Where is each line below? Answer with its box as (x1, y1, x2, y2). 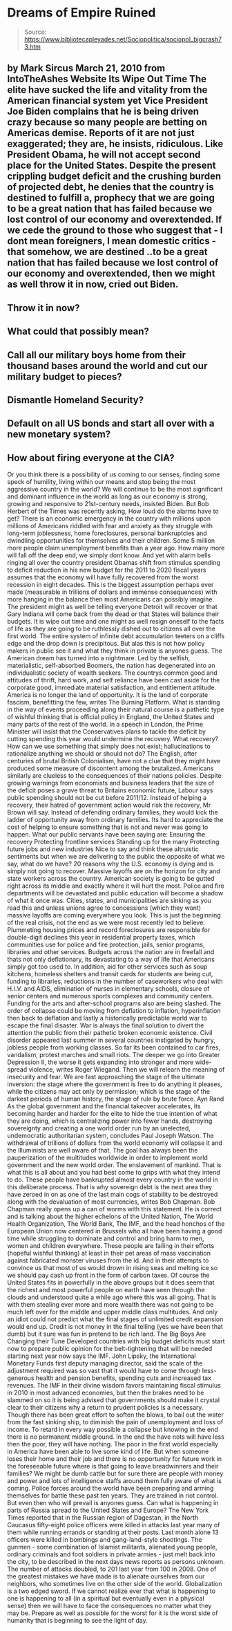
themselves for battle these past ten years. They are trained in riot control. (7, 1491, 219, 1500)
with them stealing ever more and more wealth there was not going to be (7, 1301, 214, 1309)
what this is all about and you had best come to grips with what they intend (7, 1168, 220, 1177)
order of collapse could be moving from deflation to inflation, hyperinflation (7, 1007, 221, 1015)
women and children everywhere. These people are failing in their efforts (7, 1242, 215, 1250)
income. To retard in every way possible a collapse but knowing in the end (7, 1426, 219, 1434)
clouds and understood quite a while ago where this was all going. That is (7, 1293, 216, 1301)
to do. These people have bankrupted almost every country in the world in (7, 1175, 219, 1184)
